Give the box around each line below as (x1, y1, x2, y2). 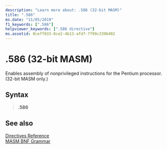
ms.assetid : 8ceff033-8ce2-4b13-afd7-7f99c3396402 (5, 31, 115, 36)
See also (5, 119, 33, 128)
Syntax (5, 91, 29, 99)
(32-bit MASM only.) (5, 75, 49, 82)
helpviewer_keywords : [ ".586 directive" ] (5, 27, 95, 32)
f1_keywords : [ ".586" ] (5, 22, 54, 27)
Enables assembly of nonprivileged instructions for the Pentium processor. (5, 70, 162, 76)
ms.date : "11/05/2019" (5, 17, 54, 22)
